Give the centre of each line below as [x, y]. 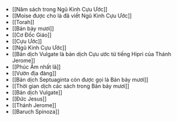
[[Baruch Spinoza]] [36, 112]
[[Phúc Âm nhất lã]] [36, 67]
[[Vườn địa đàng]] [34, 73]
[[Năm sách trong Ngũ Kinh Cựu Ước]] [60, 9]
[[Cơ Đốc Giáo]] [32, 35]
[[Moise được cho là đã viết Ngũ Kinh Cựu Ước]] [72, 16]
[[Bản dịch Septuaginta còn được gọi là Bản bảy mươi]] [80, 79]
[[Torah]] [23, 22]
